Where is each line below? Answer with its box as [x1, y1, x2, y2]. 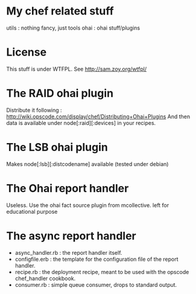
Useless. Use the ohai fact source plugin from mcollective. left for [6, 201, 169, 209]
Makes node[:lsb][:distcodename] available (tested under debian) [6, 160, 169, 167]
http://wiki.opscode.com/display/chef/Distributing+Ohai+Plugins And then [6, 113, 191, 120]
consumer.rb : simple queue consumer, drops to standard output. [14, 281, 177, 288]
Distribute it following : [6, 106, 62, 113]
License [6, 45, 47, 59]
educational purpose [6, 208, 58, 215]
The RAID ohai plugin [6, 86, 113, 100]
